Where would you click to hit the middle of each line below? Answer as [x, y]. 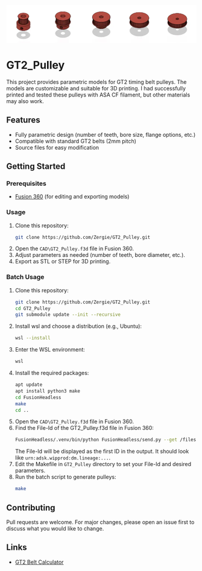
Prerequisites [26, 183]
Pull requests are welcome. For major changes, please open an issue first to [100, 522]
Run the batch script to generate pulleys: [65, 477]
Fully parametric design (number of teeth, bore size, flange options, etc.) [105, 134]
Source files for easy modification [57, 147]
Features [23, 120]
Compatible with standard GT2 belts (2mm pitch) [76, 141]
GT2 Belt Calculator [39, 562]
